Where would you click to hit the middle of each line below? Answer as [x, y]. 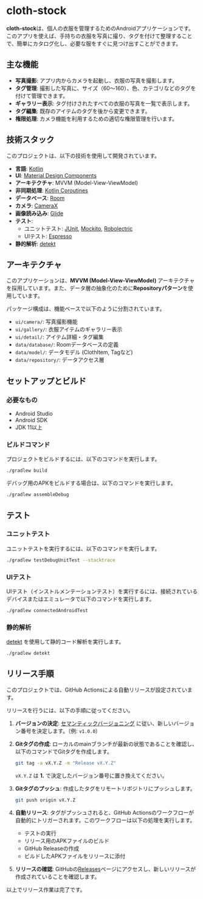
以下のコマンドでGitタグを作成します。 [64, 751]
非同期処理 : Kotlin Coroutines [51, 190]
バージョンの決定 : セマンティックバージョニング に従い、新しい [94, 723]
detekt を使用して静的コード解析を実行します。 [65, 642]
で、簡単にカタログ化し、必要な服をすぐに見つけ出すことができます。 [94, 43]
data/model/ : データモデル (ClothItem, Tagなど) [74, 352]
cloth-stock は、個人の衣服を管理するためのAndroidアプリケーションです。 [100, 28]
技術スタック [30, 140]
